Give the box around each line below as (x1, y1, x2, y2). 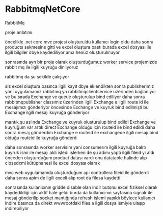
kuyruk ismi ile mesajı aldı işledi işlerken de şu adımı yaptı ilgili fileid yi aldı (5, 149, 155, 155)
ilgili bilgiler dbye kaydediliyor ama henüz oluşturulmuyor (5, 49, 120, 55)
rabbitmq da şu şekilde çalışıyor (5, 73, 70, 79)
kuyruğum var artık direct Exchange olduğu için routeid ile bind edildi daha (5, 124, 156, 130)
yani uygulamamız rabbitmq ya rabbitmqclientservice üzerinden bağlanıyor (5, 88, 156, 94)
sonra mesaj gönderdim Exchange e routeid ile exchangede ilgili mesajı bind (5, 129, 159, 135)
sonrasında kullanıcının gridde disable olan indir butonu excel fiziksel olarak (5, 184, 158, 190)
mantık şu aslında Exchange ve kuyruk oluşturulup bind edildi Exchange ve (5, 119, 156, 125)
